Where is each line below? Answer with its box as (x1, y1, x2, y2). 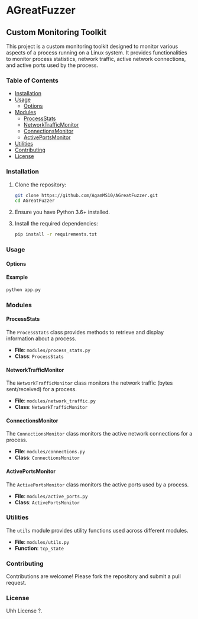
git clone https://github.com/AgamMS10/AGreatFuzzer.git (14, 192, 158, 198)
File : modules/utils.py (14, 538, 70, 545)
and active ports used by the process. (6, 62, 99, 69)
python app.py (6, 286, 41, 293)
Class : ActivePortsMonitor (14, 498, 80, 506)
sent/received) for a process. (6, 386, 77, 393)
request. (6, 579, 27, 586)
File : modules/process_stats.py (14, 346, 90, 353)
